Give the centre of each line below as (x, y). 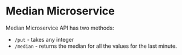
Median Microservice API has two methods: (60, 28)
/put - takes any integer (44, 39)
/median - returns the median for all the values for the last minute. (96, 46)
